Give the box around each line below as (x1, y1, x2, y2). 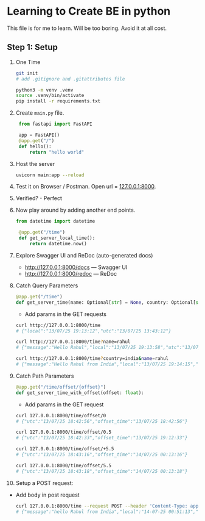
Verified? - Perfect (15, 195, 63, 202)
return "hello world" (29, 149, 85, 155)
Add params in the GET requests (24, 310, 107, 318)
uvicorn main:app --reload (15, 172, 85, 178)
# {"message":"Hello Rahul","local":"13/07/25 (15, 345, 136, 351)
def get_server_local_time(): (18, 235, 96, 242)
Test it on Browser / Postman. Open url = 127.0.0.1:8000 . (15, 183, 156, 190)
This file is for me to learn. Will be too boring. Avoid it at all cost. (7, 24, 167, 32)
